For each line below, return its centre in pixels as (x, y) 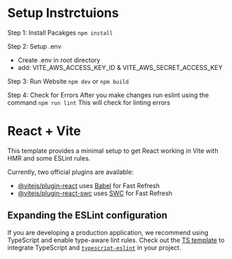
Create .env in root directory (59, 60)
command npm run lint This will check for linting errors (89, 102)
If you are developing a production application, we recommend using (108, 232)
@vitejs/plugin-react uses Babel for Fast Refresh (89, 185)
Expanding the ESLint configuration (88, 215)
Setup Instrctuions (63, 13)
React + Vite (44, 131)
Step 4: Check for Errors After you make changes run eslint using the (108, 95)
